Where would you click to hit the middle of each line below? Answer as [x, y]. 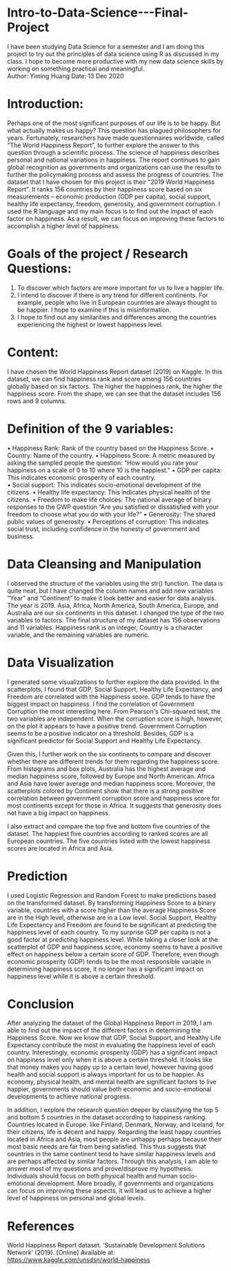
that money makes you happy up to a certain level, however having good [110, 1067]
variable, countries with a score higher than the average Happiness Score [112, 910]
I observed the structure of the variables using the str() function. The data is [115, 583]
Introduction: [46, 104]
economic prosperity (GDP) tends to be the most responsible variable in [109, 961]
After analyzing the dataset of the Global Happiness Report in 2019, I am [110, 1023]
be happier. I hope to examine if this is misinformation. [94, 310]
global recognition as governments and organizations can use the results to [114, 167]
